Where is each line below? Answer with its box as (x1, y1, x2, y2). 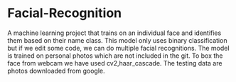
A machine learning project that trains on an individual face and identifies (7, 29, 222, 37)
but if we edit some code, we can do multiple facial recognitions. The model (7, 43, 230, 52)
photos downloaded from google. (7, 66, 105, 75)
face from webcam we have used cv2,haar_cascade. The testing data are (7, 58, 222, 67)
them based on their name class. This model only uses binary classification (7, 36, 227, 44)
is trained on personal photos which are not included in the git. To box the (7, 51, 223, 60)
